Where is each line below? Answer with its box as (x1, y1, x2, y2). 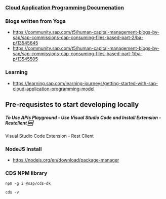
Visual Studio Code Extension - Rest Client (5, 133, 94, 139)
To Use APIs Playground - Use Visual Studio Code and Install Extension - (5, 114, 161, 121)
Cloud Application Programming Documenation (5, 4, 124, 11)
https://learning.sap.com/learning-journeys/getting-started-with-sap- (12, 80, 158, 86)
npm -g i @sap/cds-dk (5, 181, 51, 186)
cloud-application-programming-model (12, 86, 95, 92)
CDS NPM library (5, 170, 48, 177)
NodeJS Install (5, 145, 42, 152)
